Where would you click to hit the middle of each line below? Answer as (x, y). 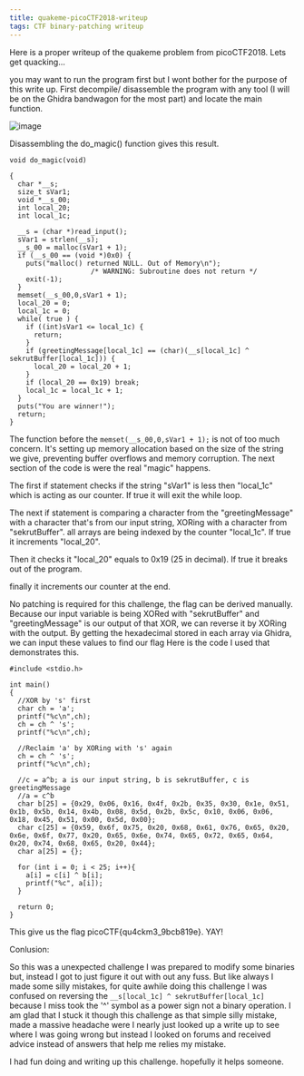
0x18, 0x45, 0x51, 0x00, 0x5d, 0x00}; (83, 819)
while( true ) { (48, 318)
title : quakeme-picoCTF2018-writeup (78, 18)
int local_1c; (44, 215)
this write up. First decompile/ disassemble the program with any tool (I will (150, 89)
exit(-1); (44, 279)
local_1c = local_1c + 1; (75, 390)
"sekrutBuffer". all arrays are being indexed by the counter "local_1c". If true (150, 532)
